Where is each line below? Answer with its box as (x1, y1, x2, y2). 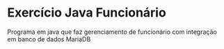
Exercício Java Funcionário (7, 5, 167, 21)
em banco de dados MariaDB (7, 35, 91, 43)
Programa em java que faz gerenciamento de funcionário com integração (7, 28, 217, 36)
